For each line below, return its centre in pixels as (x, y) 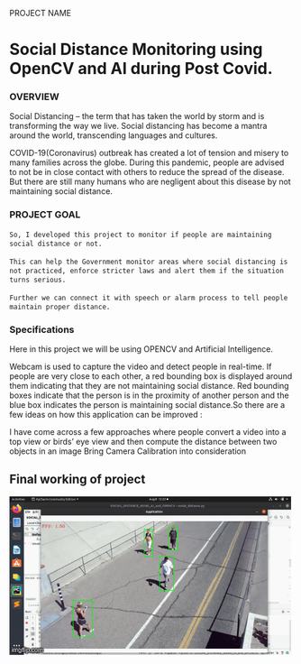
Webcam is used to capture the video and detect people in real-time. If (141, 367)
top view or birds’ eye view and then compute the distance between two (143, 442)
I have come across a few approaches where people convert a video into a (148, 432)
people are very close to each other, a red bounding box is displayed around (151, 376)
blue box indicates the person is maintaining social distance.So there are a (147, 405)
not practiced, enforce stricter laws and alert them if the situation (146, 271)
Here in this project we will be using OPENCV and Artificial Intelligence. (141, 349)
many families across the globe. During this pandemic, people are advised (147, 162)
